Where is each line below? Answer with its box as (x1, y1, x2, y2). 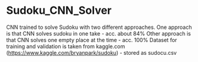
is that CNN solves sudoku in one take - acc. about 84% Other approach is (6, 29, 191, 37)
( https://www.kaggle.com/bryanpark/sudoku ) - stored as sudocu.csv (6, 49, 177, 56)
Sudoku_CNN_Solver (6, 4, 112, 17)
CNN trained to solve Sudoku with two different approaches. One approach (6, 23, 192, 31)
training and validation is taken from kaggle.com (6, 43, 125, 50)
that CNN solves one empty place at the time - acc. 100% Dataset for (6, 36, 178, 43)
